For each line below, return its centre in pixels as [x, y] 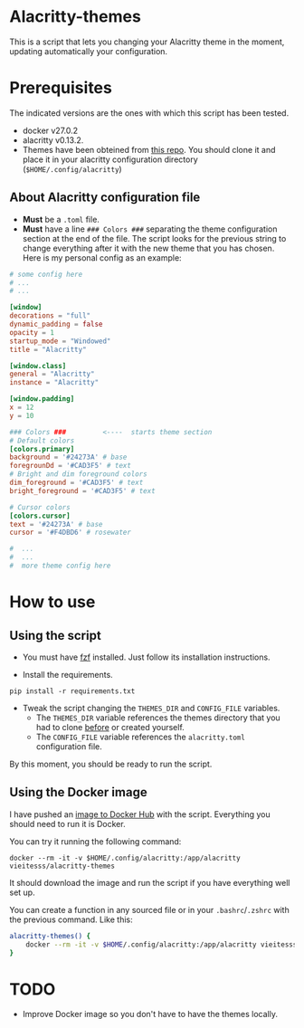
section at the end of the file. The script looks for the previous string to [154, 238]
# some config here [46, 274]
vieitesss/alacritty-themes [62, 866]
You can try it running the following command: [95, 841]
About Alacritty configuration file [105, 198]
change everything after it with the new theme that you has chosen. [148, 248]
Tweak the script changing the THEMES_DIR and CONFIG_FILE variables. [151, 708]
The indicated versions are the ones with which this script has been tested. [149, 113]
